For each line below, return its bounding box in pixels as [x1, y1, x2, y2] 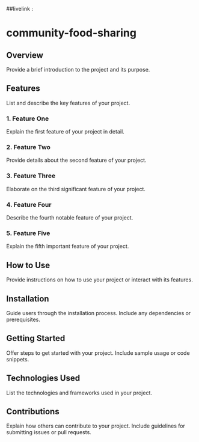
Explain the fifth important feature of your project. [6, 243, 129, 250]
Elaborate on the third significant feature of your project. [6, 185, 146, 192]
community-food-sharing [6, 26, 137, 40]
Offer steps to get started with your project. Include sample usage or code [6, 349, 191, 357]
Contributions [6, 406, 60, 417]
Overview [6, 50, 44, 60]
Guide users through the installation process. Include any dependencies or [6, 309, 191, 316]
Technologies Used [6, 373, 80, 384]
